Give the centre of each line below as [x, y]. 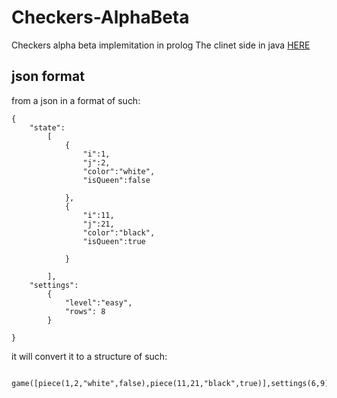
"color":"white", [119, 171]
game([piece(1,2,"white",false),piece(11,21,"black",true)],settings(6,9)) [172, 383]
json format [48, 76]
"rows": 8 [85, 311]
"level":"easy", [98, 302]
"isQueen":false [116, 180]
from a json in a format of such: [76, 100]
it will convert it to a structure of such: [89, 356]
